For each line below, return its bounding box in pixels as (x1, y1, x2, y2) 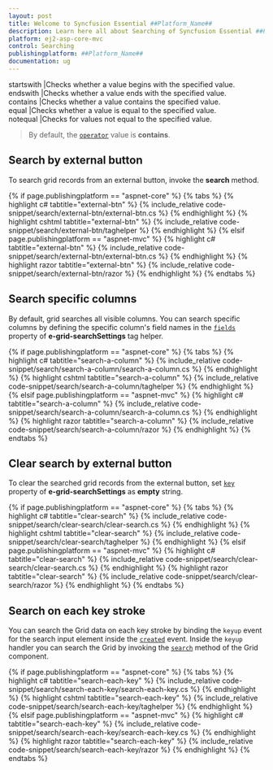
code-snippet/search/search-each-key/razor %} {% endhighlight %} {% (8, 745, 250, 755)
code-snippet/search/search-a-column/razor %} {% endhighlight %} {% (8, 424, 252, 434)
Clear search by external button (8, 456, 172, 470)
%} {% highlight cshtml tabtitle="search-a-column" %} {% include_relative (8, 372, 258, 382)
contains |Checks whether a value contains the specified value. (8, 97, 221, 107)
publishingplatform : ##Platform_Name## (8, 50, 144, 58)
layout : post (8, 11, 53, 20)
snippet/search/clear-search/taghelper (8, 537, 139, 547)
